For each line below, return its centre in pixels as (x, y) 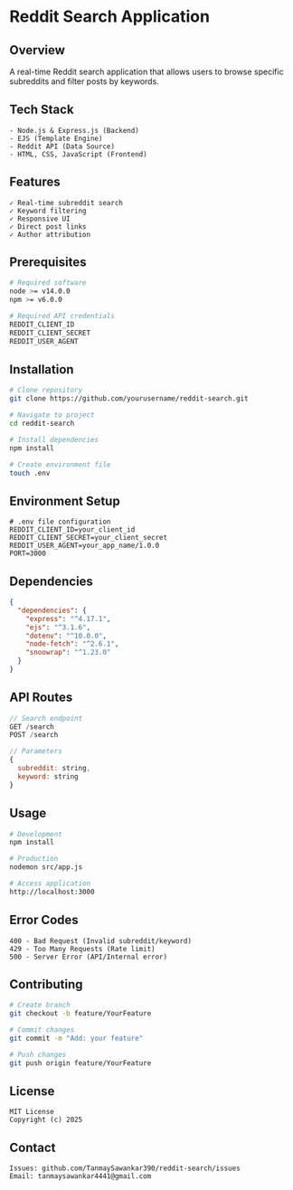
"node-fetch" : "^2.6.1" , (72, 644)
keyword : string (48, 776)
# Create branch (40, 1006)
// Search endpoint (46, 718)
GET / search (32, 727)
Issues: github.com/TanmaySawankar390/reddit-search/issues (125, 1168)
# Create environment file (60, 464)
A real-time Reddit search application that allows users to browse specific (146, 71)
